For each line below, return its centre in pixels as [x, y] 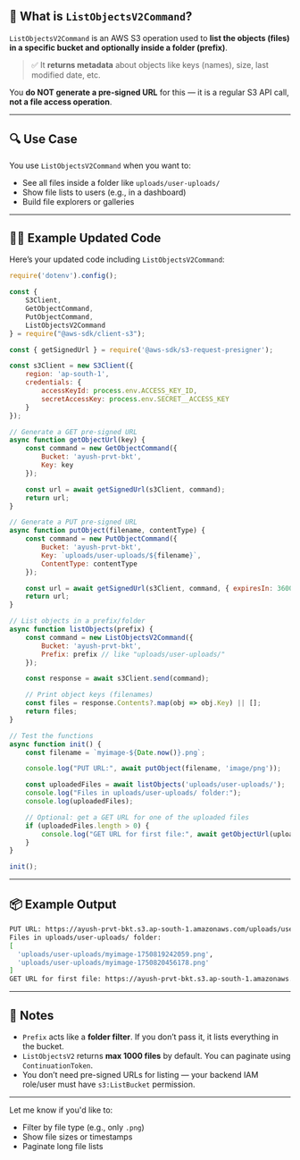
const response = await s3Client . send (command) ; [117, 679]
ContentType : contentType [90, 564]
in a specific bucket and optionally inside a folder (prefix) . [118, 47]
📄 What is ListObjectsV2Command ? [101, 17]
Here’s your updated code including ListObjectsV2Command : [117, 259]
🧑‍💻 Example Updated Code [85, 238]
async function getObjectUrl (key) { [77, 440]
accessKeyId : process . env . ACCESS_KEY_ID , [120, 391]
